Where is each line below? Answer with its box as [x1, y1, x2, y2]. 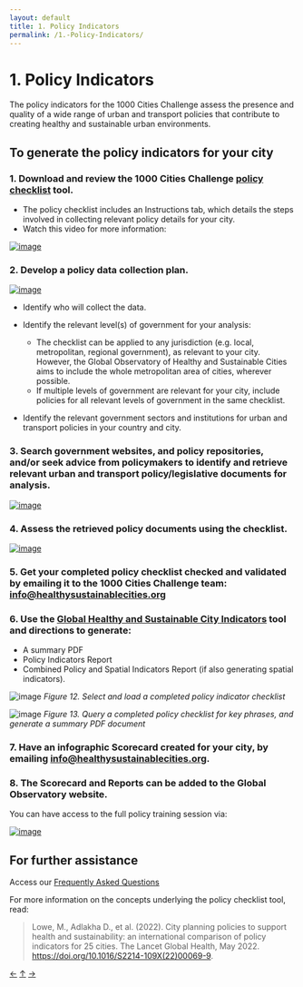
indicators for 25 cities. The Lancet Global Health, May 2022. [31, 941, 260, 952]
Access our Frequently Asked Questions [9, 877, 161, 888]
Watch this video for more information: [22, 223, 167, 234]
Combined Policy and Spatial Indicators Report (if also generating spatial [22, 664, 294, 675]
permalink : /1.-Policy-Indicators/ [9, 30, 144, 39]
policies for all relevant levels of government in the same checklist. [35, 395, 286, 406]
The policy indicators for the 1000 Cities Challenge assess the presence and [9, 99, 295, 110]
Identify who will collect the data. [22, 301, 147, 313]
